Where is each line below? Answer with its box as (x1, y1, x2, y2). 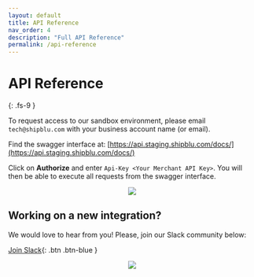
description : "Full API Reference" (8, 33, 125, 42)
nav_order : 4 (8, 26, 51, 34)
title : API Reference (8, 19, 79, 27)
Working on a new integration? (8, 209, 162, 223)
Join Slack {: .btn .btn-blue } (8, 245, 98, 254)
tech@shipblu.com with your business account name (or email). (8, 124, 211, 134)
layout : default (8, 11, 61, 20)
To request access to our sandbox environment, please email (8, 116, 206, 126)
